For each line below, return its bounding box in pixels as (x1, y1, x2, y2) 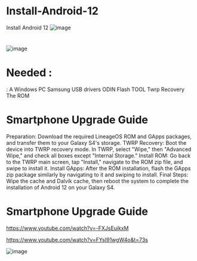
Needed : (6, 66, 53, 80)
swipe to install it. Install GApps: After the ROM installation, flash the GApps (6, 165, 191, 172)
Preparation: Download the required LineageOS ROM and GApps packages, (6, 133, 192, 140)
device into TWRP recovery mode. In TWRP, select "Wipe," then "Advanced (6, 145, 192, 153)
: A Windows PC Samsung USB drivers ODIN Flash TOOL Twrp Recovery (6, 86, 185, 93)
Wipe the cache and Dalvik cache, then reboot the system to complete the (6, 178, 189, 184)
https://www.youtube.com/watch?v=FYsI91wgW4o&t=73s (6, 236, 148, 243)
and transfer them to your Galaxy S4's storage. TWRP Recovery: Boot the (6, 139, 187, 146)
